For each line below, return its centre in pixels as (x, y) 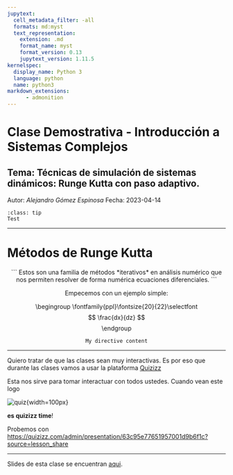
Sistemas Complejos (68, 147)
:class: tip (24, 213)
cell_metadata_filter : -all (54, 20)
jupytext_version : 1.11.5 (57, 59)
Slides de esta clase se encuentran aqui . (65, 464)
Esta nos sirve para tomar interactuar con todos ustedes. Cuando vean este (115, 381)
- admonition (44, 98)
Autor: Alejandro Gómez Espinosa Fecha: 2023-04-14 (84, 200)
